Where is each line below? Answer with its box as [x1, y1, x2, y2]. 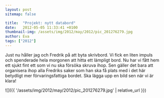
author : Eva [5, 34, 29, 39]
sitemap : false [5, 12, 36, 17]
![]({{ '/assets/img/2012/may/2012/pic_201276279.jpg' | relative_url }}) [5, 87, 146, 93]
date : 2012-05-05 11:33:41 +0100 [5, 25, 78, 30]
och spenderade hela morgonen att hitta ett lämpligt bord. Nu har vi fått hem [5, 57, 160, 63]
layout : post [5, 7, 32, 12]
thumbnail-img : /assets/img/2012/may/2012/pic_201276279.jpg [5, 30, 133, 35]
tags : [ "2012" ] [5, 39, 36, 44]
